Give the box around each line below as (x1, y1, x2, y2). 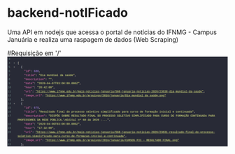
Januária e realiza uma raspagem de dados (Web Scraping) (7, 35, 179, 43)
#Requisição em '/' (7, 49, 62, 57)
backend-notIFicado (7, 5, 128, 21)
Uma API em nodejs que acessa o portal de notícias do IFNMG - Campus (7, 28, 217, 36)
